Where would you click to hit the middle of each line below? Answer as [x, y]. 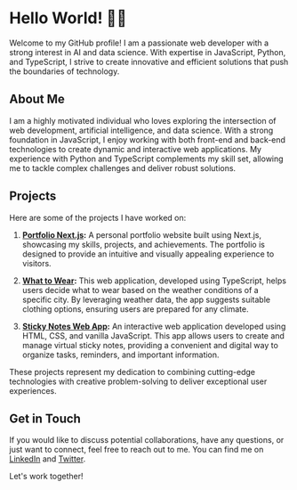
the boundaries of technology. [64, 71]
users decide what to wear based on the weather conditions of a [140, 290]
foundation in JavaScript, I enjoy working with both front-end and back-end [148, 139]
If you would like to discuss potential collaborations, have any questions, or [147, 440]
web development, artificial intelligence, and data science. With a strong [141, 130]
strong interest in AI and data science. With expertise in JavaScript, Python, [148, 52]
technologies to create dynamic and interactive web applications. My [136, 149]
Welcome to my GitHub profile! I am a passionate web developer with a [139, 43]
